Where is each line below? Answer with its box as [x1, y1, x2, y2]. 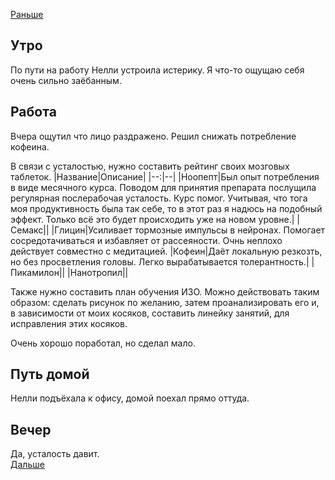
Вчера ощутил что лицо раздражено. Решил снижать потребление [10, 130, 297, 142]
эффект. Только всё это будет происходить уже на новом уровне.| [10, 213, 295, 225]
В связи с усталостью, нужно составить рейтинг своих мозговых [10, 160, 290, 172]
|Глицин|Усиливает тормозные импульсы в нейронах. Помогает [51, 224, 326, 236]
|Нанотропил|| [67, 266, 129, 278]
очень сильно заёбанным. [10, 74, 122, 86]
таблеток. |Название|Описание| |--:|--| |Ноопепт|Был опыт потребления [10, 170, 320, 183]
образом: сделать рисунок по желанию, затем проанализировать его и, [10, 296, 320, 308]
